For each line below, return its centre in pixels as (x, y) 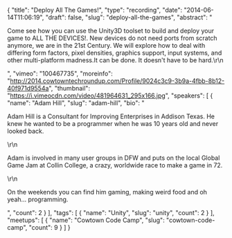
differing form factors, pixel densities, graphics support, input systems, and (115, 53)
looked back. (26, 131)
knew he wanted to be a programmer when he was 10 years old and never (113, 123)
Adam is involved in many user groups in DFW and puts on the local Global (114, 158)
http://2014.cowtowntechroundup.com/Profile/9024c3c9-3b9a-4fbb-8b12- (117, 81)
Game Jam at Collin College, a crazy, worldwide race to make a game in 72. (115, 165)
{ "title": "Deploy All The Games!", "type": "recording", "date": (95, 10)
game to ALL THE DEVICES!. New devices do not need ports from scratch (112, 38)
